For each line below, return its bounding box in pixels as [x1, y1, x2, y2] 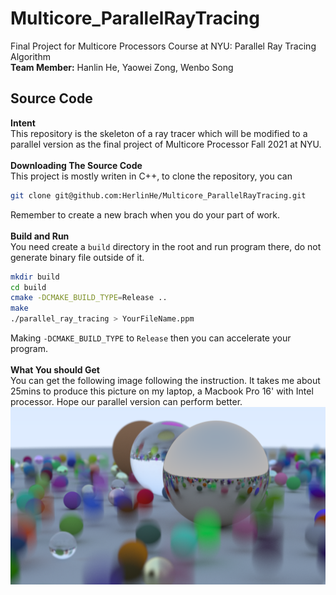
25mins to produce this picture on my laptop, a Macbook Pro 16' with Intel [10, 385, 314, 397]
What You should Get [10, 364, 100, 376]
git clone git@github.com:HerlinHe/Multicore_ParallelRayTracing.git [10, 190, 307, 201]
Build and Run [10, 230, 70, 242]
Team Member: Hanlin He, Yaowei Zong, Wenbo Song [10, 61, 234, 73]
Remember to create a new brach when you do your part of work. [10, 208, 280, 221]
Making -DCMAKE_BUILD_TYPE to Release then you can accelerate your [10, 332, 292, 344]
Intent [10, 117, 36, 129]
